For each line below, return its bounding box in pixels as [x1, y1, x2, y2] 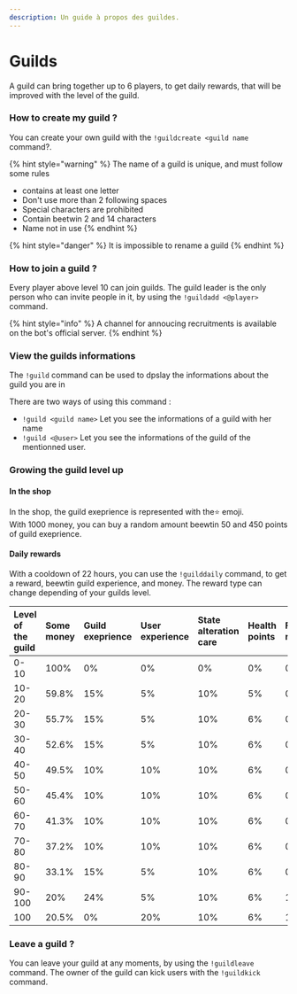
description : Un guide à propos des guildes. [9, 12, 179, 22]
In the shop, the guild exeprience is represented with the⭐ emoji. [9, 506, 245, 516]
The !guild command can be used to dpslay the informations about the [9, 369, 270, 381]
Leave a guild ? [9, 937, 75, 950]
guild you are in [9, 379, 66, 390]
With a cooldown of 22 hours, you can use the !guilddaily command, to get [9, 568, 287, 579]
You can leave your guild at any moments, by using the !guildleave [9, 958, 255, 968]
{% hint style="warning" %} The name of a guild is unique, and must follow [9, 159, 283, 169]
